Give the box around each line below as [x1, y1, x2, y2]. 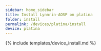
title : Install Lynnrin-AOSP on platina [5, 12, 93, 17]
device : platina [5, 26, 40, 31]
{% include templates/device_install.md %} [5, 40, 96, 46]
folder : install [5, 17, 40, 22]
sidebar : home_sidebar [5, 7, 54, 13]
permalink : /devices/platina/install [5, 21, 86, 27]
